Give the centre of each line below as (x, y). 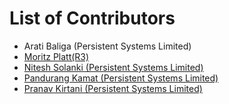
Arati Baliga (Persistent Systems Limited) (107, 46)
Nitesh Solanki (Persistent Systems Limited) (113, 67)
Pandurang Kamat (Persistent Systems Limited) (121, 78)
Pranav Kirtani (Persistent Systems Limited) (113, 88)
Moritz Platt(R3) (56, 56)
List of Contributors (92, 18)
